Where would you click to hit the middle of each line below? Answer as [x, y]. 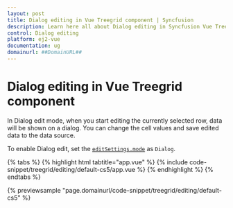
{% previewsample [34, 190]
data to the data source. [41, 135]
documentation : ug [34, 46]
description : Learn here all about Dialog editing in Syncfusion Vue [110, 26]
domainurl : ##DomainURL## [44, 53]
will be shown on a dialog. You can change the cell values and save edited [113, 128]
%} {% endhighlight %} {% [175, 169]
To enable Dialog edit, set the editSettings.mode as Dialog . [91, 148]
